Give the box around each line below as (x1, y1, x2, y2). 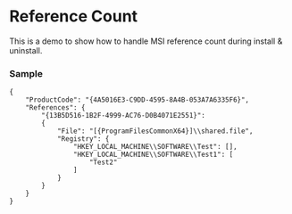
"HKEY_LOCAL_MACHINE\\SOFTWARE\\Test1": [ (72, 150, 234, 160)
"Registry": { (56, 135, 110, 144)
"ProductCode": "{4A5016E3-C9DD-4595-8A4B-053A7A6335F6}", (25, 95, 250, 104)
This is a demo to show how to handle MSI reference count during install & (9, 36, 283, 46)
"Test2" (88, 158, 118, 167)
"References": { (25, 103, 87, 112)
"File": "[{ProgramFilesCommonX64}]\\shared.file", (56, 127, 254, 136)
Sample (9, 67, 43, 79)
